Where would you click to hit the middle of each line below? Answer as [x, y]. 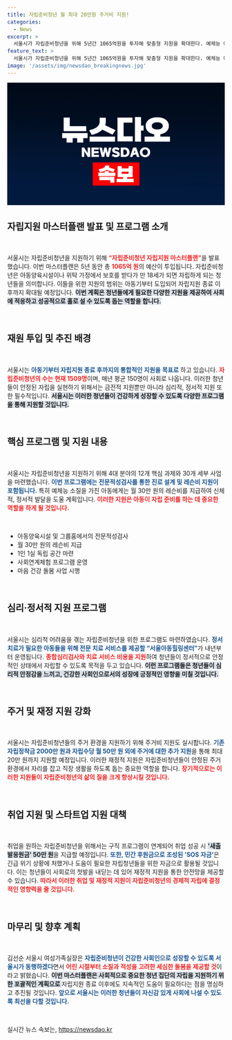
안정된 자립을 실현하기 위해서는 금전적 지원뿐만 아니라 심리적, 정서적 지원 [117, 387]
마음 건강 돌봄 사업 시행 [49, 571]
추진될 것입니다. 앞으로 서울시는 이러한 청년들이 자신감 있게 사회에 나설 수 [112, 992]
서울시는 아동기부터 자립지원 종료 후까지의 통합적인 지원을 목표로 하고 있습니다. [112, 370]
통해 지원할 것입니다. [42, 404]
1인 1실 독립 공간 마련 [45, 553]
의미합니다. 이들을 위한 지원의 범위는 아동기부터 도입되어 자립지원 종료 [119, 284]
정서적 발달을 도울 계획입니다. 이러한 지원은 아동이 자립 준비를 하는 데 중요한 [117, 499]
